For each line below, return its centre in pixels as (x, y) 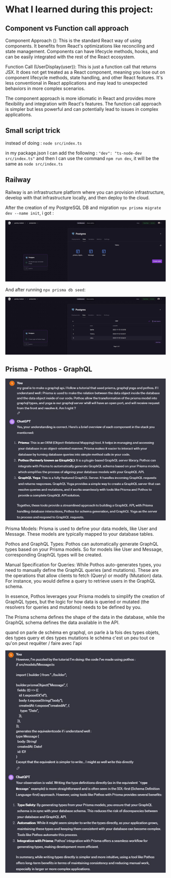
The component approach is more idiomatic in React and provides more (80, 98)
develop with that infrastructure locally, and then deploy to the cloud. (78, 197)
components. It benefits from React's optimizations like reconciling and (80, 46)
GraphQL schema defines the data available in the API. (62, 622)
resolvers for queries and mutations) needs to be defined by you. (73, 607)
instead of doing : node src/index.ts (44, 143)
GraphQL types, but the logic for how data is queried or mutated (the (77, 602)
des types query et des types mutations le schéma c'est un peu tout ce (80, 638)
